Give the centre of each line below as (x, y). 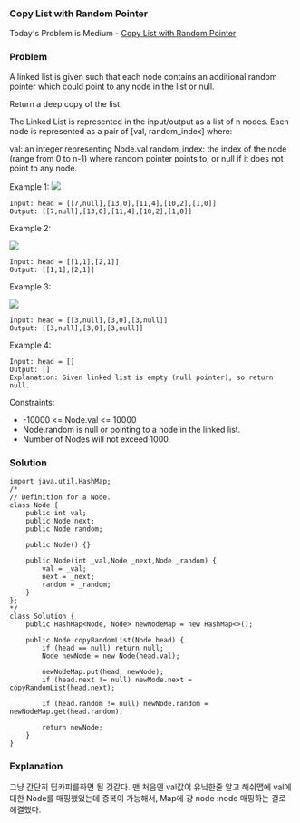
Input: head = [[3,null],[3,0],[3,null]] (89, 320)
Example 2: (30, 228)
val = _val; (65, 568)
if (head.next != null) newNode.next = (117, 680)
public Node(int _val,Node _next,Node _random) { (121, 561)
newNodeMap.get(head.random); (67, 711)
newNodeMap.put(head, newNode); (103, 671)
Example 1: (29, 186)
